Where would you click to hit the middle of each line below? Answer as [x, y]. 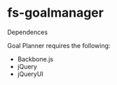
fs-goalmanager [55, 13]
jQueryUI [30, 74]
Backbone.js [35, 59]
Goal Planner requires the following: [59, 45]
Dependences [27, 32]
